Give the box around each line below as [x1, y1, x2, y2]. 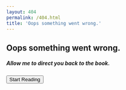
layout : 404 [6, 9, 36, 15]
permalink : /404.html [6, 15, 61, 21]
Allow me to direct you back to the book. [6, 60, 110, 67]
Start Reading [9, 76, 41, 83]
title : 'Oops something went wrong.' [6, 20, 102, 26]
